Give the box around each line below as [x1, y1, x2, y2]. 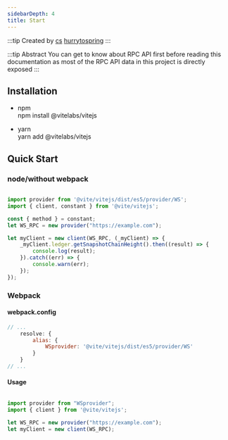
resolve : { [20, 330, 52, 337]
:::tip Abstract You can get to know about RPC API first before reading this [7, 50, 222, 58]
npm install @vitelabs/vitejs [17, 111, 97, 120]
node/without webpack [7, 174, 89, 184]
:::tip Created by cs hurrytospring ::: [7, 36, 111, 44]
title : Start [7, 17, 46, 24]
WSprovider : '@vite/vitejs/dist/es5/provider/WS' [44, 343, 194, 351]
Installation [7, 85, 58, 97]
